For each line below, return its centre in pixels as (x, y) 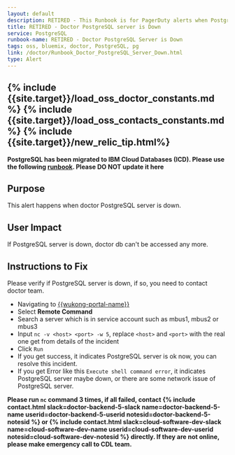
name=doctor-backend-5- (181, 407)
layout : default (31, 14)
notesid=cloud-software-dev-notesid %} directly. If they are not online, (113, 437)
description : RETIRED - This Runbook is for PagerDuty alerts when (108, 20)
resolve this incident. (48, 364)
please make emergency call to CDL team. (70, 444)
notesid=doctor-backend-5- (169, 414)
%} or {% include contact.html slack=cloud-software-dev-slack (126, 422)
